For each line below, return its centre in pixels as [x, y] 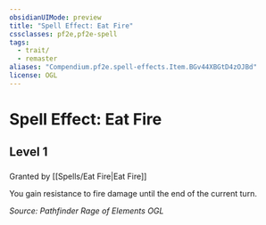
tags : [19, 42]
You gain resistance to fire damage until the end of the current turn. [133, 194]
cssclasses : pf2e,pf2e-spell [63, 34]
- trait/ [33, 51]
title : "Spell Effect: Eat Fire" [71, 26]
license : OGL [33, 76]
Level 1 [29, 152]
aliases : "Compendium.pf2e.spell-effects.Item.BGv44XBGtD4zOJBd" [133, 68]
